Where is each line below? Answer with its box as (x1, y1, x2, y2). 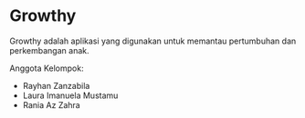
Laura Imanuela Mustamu (22, 90, 119, 101)
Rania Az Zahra (22, 99, 80, 110)
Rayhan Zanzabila (22, 80, 90, 91)
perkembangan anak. (9, 44, 89, 55)
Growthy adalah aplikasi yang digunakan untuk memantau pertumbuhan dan (9, 35, 297, 46)
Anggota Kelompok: (9, 63, 84, 74)
